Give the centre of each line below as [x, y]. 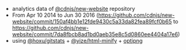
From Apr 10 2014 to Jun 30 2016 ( [55, 15]
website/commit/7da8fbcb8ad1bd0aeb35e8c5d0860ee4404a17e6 [95, 34]
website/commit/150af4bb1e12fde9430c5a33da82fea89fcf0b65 [92, 21]
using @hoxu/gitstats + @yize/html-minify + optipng [77, 41]
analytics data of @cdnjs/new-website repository [73, 9]
